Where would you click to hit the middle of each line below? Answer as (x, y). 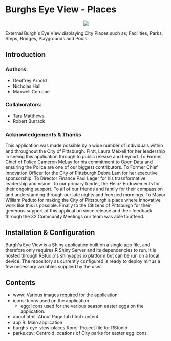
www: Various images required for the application (65, 295)
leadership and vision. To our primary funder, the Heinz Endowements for (83, 184)
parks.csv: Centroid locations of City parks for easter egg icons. (80, 333)
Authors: (17, 69)
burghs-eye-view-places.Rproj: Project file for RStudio (70, 327)
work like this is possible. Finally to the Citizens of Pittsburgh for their (78, 205)
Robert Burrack (29, 121)
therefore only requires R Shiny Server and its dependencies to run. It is (81, 250)
